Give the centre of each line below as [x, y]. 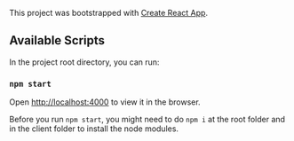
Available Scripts [57, 40]
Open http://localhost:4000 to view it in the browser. [105, 102]
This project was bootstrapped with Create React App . [109, 13]
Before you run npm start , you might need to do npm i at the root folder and [147, 120]
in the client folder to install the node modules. [94, 129]
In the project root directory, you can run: [84, 62]
